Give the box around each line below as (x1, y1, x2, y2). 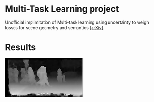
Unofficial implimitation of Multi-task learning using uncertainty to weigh (5, 19, 149, 25)
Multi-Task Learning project (5, 3, 119, 15)
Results (5, 42, 36, 53)
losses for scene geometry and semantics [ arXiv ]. (5, 24, 105, 30)
